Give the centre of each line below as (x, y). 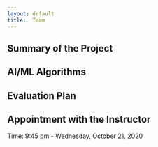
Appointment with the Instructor (79, 119)
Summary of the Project (60, 48)
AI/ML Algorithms (46, 72)
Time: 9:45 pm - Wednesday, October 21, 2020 (75, 136)
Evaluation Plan (42, 96)
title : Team (26, 20)
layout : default (31, 14)
